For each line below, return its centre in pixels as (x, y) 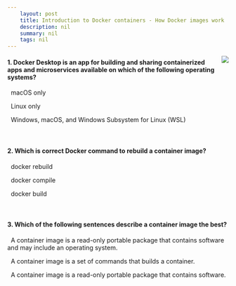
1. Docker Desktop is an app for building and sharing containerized (106, 62)
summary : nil (39, 33)
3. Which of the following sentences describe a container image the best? (117, 224)
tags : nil (34, 40)
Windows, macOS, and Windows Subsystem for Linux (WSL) (98, 120)
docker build (28, 193)
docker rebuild (31, 166)
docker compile (33, 180)
